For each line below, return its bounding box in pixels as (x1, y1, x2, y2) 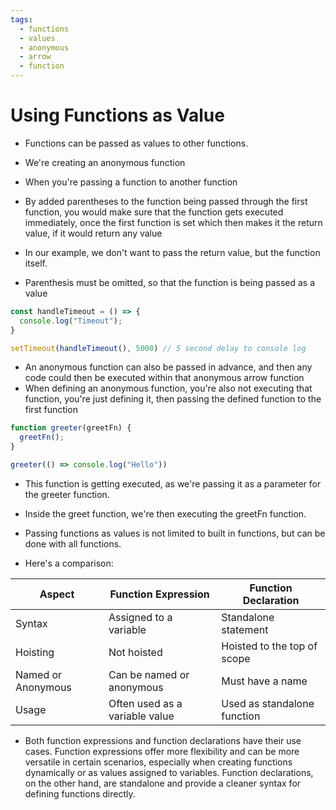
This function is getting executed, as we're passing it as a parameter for (24, 477, 322, 490)
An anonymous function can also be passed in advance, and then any (24, 361, 313, 373)
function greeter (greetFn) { (10, 423, 132, 433)
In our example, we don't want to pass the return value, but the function (24, 246, 321, 258)
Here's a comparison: (24, 557, 114, 569)
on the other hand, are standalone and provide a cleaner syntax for (24, 777, 302, 789)
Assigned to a (108, 610, 173, 624)
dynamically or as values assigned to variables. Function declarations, (24, 766, 314, 778)
